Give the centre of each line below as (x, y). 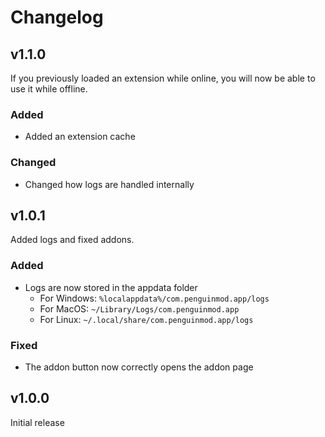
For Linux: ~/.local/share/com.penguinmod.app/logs (146, 319)
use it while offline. (49, 89)
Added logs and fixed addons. (72, 240)
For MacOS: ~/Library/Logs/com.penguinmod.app (139, 308)
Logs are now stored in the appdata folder (111, 287)
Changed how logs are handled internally (109, 184)
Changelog (57, 17)
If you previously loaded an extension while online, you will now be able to (163, 78)
